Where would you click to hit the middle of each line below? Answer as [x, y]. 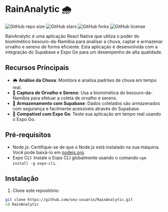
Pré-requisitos [28, 135]
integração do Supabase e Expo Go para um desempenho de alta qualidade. [84, 52]
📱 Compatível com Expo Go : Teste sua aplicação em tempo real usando [87, 114]
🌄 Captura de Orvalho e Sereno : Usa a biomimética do [69, 92]
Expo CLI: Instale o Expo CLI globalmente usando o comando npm [79, 157]
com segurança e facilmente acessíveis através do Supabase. [76, 108]
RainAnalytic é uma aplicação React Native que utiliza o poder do [72, 36]
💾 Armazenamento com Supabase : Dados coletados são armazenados [86, 103]
